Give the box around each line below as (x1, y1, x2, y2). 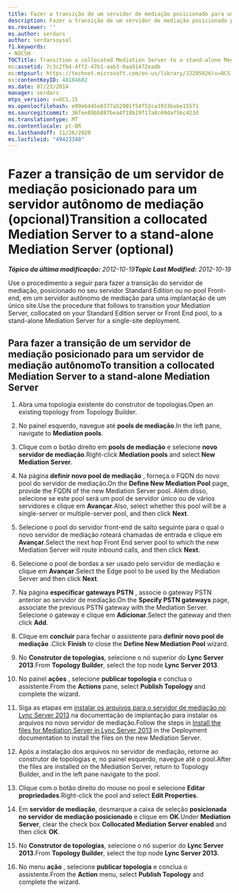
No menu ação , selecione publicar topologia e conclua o (18, 863, 188, 871)
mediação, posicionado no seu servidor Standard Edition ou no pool (8, 287, 206, 295)
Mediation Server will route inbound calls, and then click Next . (18, 545, 201, 554)
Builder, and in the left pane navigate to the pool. (18, 770, 160, 778)
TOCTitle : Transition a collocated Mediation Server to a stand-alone (8, 57, 221, 64)
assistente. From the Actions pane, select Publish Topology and (18, 682, 206, 690)
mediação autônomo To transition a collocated (8, 359, 215, 371)
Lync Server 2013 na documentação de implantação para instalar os (18, 711, 218, 719)
